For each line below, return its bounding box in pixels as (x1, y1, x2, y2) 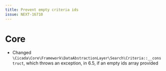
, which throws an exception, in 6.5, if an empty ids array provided (23, 60, 159, 66)
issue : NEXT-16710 (5, 12, 43, 17)
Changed (12, 50, 31, 56)
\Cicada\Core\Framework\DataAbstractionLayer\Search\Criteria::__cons (12, 56, 162, 61)
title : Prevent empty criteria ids (5, 7, 79, 12)
